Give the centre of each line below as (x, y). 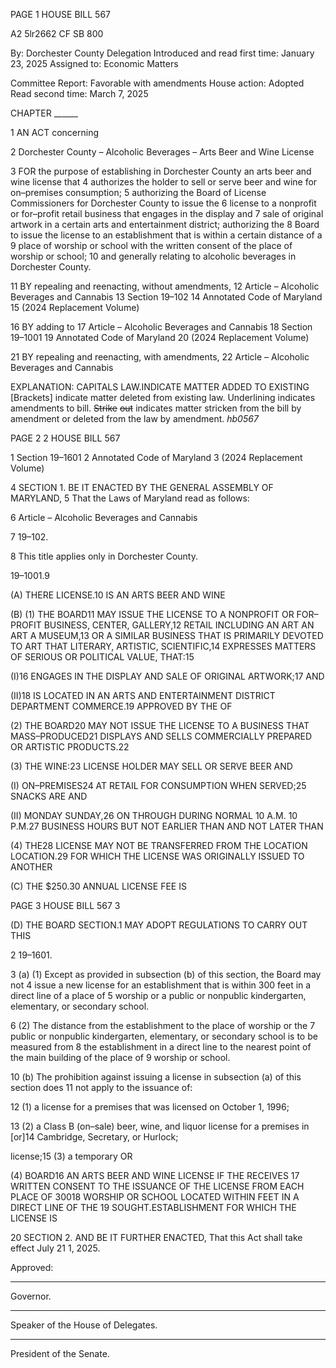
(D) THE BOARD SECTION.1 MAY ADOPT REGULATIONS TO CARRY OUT (159, 925)
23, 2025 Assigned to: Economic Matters (94, 63)
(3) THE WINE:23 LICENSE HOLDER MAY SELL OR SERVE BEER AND (151, 766)
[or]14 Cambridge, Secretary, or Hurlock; (94, 1137)
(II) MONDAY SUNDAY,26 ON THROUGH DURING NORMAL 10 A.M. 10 (154, 815)
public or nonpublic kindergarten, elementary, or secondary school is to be (164, 1036)
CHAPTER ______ (44, 113)
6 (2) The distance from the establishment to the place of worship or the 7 (163, 1025)
